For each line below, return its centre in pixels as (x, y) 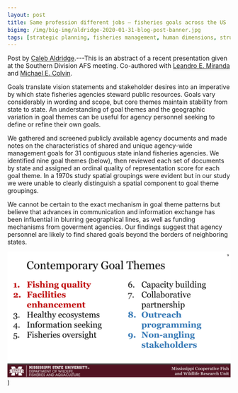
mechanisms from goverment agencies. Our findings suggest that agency (115, 227)
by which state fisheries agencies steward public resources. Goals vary (112, 95)
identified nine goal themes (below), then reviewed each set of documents (116, 161)
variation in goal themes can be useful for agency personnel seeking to (111, 117)
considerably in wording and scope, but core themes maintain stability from (118, 102)
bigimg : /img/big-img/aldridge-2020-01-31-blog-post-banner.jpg (104, 30)
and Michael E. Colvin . (40, 74)
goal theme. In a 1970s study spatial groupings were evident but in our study (119, 176)
